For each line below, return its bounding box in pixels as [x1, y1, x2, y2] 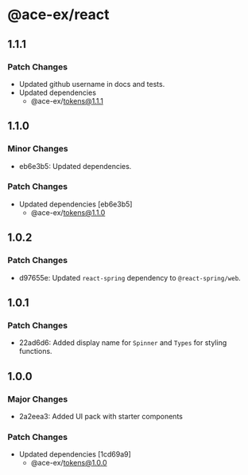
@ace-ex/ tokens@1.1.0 [30, 207, 106, 217]
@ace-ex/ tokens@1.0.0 [30, 458, 108, 468]
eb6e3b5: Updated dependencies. [18, 161, 132, 171]
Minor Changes [7, 143, 68, 155]
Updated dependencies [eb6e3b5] [18, 199, 133, 209]
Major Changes [7, 393, 68, 404]
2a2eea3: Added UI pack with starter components [18, 411, 184, 421]
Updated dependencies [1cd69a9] [18, 449, 132, 459]
